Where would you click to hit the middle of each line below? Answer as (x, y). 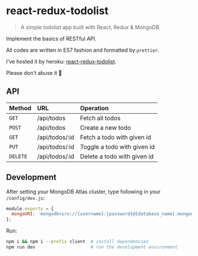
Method (20, 108)
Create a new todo (105, 127)
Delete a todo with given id (117, 156)
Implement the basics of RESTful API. (52, 38)
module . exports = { (30, 209)
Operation (94, 108)
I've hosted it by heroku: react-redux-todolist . (61, 61)
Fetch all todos (100, 118)
